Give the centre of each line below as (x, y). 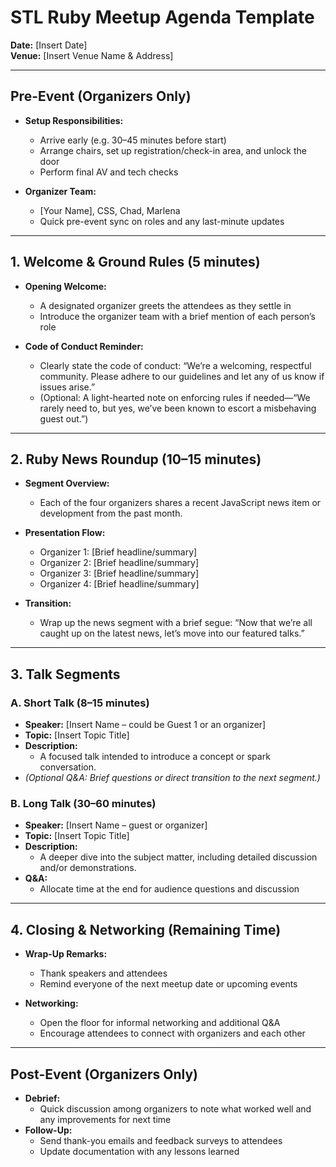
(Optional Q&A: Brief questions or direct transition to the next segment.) (172, 778)
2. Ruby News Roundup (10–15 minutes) (136, 459)
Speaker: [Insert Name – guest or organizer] (116, 825)
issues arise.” (67, 387)
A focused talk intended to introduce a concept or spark (155, 757)
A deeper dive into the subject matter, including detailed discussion (178, 857)
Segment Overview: (67, 483)
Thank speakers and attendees (103, 973)
